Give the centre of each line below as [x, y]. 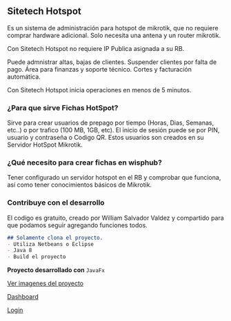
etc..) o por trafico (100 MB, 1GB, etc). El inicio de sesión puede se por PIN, [113, 130]
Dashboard [23, 297]
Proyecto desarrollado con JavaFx [56, 270]
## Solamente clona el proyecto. [55, 238]
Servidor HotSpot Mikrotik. [45, 145]
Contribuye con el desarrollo [56, 203]
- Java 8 [20, 251]
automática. [24, 76]
